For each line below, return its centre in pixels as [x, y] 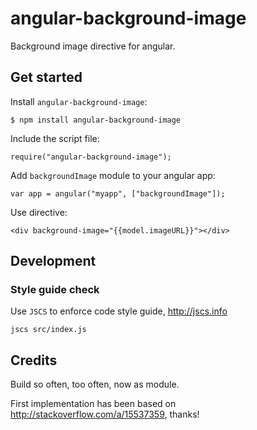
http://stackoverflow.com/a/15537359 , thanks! [105, 414]
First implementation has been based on [93, 404]
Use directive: [39, 212]
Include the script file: [55, 138]
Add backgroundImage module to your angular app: [113, 175]
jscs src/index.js [48, 330]
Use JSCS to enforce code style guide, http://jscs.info [119, 311]
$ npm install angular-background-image [96, 120]
